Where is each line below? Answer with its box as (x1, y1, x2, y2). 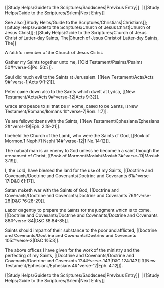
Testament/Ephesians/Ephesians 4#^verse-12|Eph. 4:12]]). (5, 263, 123, 268)
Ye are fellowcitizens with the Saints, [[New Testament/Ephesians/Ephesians (5, 118, 160, 124)
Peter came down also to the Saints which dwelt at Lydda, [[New (5, 89, 135, 94)
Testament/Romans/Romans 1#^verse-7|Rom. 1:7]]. (5, 108, 108, 114)
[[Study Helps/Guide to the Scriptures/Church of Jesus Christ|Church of (5, 25, 151, 30)
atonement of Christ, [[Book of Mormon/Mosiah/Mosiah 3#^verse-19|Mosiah (5, 153, 160, 158)
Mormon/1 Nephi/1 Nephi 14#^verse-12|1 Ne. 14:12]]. (5, 138, 110, 144)
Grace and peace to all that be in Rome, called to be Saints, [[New (5, 104, 138, 109)
